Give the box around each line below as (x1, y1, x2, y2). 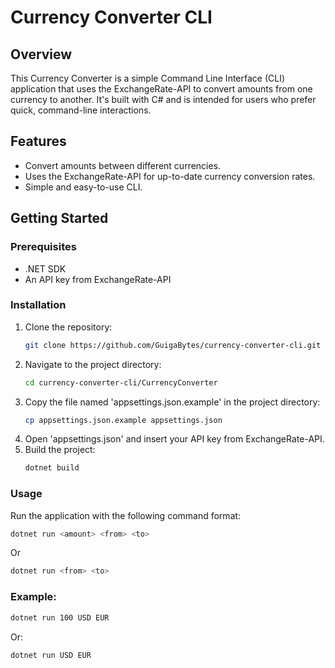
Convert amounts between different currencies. (24, 159, 222, 171)
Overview (10, 46, 73, 63)
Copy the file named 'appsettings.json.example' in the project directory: (24, 396, 321, 408)
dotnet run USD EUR (10, 650, 92, 660)
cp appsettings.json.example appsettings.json (24, 415, 223, 425)
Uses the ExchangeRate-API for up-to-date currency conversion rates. (24, 170, 316, 182)
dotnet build (24, 463, 80, 473)
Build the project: (24, 444, 96, 456)
